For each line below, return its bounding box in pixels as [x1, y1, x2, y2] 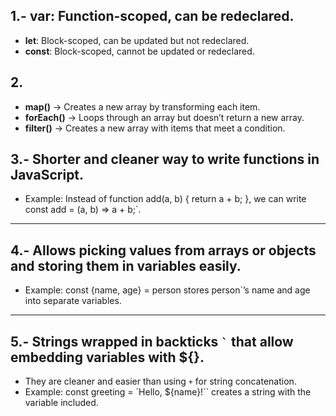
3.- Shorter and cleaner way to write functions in [10, 151, 320, 168]
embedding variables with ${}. [10, 349, 205, 366]
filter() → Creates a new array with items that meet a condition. [24, 122, 286, 134]
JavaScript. [10, 167, 85, 184]
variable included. [24, 397, 99, 409]
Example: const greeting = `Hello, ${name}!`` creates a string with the [24, 386, 312, 398]
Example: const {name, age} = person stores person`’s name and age [24, 284, 311, 296]
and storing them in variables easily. [10, 257, 242, 274]
